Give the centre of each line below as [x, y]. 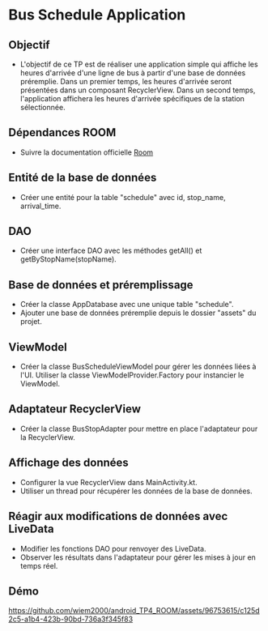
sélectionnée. [43, 107]
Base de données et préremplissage [101, 285]
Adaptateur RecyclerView [75, 409]
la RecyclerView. [47, 437]
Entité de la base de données [83, 178]
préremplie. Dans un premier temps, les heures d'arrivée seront [126, 81]
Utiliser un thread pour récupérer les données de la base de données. [136, 491]
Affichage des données [69, 463]
